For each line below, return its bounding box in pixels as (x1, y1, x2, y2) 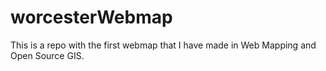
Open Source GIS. (10, 49, 85, 61)
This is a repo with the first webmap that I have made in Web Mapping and (10, 39, 317, 51)
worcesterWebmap (10, 6, 173, 29)
